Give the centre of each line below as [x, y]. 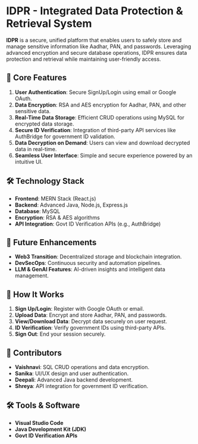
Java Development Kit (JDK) [51, 429]
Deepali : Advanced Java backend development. [74, 380]
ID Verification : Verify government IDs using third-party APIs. [90, 328]
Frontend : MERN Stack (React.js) [55, 198]
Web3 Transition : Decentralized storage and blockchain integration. [98, 257]
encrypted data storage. [44, 124]
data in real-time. [36, 149]
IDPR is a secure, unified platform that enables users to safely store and [94, 40]
